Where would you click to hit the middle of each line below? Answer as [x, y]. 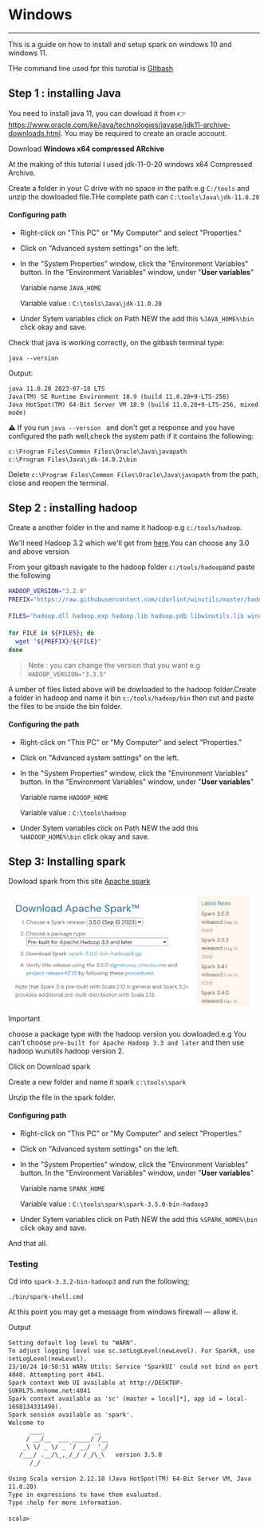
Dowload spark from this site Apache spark [79, 881]
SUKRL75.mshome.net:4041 [49, 1391]
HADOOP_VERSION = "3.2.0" [48, 591]
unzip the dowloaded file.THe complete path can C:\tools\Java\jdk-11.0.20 [134, 197]
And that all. [28, 1243]
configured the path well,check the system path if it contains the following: [131, 436]
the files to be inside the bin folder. [65, 706]
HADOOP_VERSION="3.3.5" [67, 674]
